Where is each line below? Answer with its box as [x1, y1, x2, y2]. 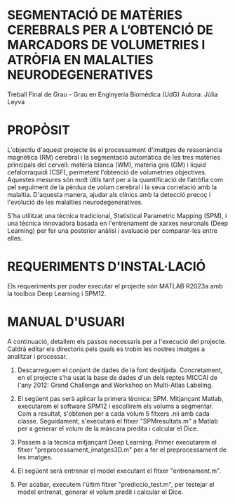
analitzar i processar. [7, 352, 68, 360]
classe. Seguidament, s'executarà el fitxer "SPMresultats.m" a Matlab [17, 416, 219, 425]
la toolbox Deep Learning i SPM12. [7, 289, 107, 298]
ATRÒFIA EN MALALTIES [7, 52, 154, 68]
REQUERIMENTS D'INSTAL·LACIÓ [7, 259, 206, 274]
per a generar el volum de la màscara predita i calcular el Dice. [17, 424, 199, 433]
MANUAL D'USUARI [7, 314, 125, 330]
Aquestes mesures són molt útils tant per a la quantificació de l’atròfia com [7, 175, 223, 184]
